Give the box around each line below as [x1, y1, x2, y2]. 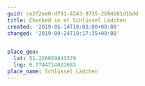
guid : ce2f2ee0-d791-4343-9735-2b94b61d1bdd [7, 10, 139, 17]
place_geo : [7, 48, 39, 56]
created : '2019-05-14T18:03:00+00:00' [7, 23, 120, 30]
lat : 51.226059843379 [13, 55, 77, 62]
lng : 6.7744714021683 [13, 62, 77, 69]
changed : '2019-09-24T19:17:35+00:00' [7, 29, 120, 37]
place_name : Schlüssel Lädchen [7, 68, 98, 75]
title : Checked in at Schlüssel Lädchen [7, 17, 127, 24]
